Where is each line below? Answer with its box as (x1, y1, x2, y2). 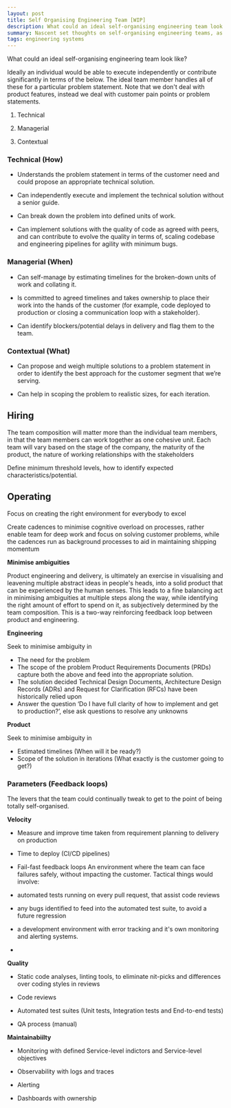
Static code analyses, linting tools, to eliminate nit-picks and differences (16, 972, 221, 980)
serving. (16, 377, 41, 385)
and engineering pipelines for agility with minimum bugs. (16, 240, 178, 249)
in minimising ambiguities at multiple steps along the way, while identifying (7, 593, 219, 601)
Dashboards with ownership (16, 1094, 97, 1102)
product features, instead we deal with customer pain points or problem (7, 90, 210, 99)
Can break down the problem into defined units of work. (16, 212, 176, 220)
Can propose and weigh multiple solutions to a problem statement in (16, 362, 211, 370)
